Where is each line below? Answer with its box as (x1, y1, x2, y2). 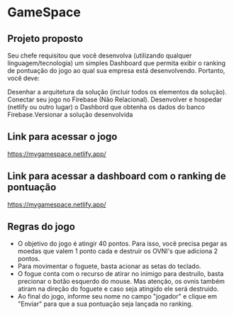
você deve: (7, 74, 40, 82)
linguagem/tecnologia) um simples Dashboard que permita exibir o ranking (7, 59, 225, 67)
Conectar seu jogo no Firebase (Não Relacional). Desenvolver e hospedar (7, 95, 223, 104)
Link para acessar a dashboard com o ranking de (7, 170, 227, 182)
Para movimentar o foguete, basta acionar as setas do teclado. (17, 262, 201, 270)
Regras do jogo (7, 221, 76, 233)
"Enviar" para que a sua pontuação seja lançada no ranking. (17, 299, 194, 309)
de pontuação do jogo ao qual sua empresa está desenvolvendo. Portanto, (7, 67, 225, 74)
